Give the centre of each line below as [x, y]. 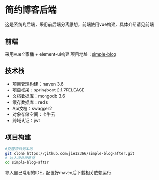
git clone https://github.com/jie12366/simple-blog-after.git [70, 154]
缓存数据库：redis [30, 102]
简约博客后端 [31, 10]
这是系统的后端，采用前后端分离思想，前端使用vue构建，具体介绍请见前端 [79, 24]
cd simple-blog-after [27, 162]
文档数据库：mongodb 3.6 [38, 96]
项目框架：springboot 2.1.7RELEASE [48, 90]
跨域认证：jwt [26, 120]
